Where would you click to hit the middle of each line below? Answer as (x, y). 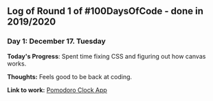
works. (17, 63)
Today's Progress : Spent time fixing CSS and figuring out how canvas (106, 56)
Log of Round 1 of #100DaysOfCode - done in (105, 11)
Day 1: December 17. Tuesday (57, 42)
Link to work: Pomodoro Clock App (57, 90)
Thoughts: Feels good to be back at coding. (70, 76)
